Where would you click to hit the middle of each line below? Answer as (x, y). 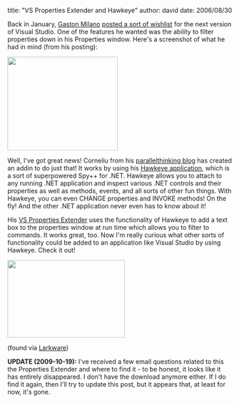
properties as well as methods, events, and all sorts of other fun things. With (119, 191)
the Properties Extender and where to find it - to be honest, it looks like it (114, 369)
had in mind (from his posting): (52, 47)
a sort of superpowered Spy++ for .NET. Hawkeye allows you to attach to (115, 175)
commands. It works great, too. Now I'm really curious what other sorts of (116, 235)
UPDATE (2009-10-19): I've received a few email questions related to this (116, 362)
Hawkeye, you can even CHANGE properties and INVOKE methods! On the (117, 198)
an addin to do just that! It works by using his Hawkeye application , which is (118, 168)
